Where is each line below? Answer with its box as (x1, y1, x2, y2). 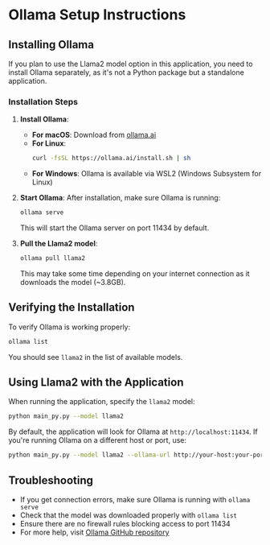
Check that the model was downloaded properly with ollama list (19, 510, 238, 520)
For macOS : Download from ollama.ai (31, 130, 157, 140)
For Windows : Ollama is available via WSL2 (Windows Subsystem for (31, 169, 262, 179)
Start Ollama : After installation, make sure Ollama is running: (19, 193, 221, 203)
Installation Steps (8, 96, 79, 107)
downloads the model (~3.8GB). (19, 277, 126, 287)
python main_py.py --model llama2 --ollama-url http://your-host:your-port (8, 451, 268, 460)
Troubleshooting (8, 473, 94, 487)
